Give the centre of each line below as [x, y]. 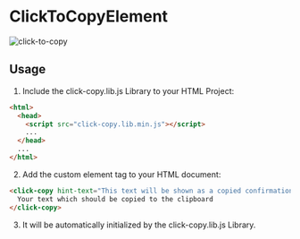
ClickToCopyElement [88, 17]
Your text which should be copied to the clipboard [116, 199]
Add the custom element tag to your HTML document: [121, 174]
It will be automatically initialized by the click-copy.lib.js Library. [139, 225]
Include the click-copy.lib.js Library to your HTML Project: [128, 90]
